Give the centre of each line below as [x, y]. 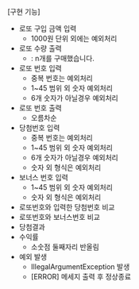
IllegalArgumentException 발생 [80, 267]
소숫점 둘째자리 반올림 [65, 247]
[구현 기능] [24, 12]
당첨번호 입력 [39, 128]
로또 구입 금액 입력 [48, 29]
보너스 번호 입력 [43, 177]
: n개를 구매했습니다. [62, 58]
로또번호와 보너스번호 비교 [60, 217]
